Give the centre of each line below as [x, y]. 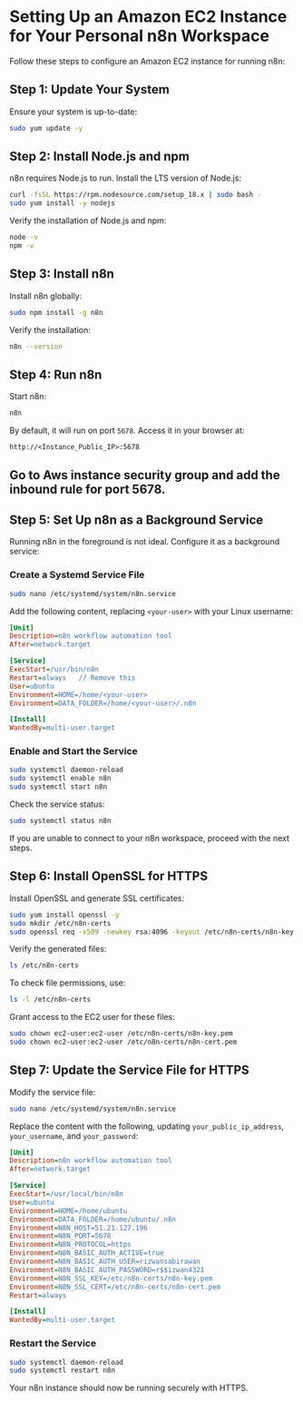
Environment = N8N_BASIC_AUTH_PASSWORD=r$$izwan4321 [107, 1270]
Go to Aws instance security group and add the [145, 475]
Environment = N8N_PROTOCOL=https [70, 1245]
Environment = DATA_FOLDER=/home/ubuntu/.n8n [93, 1219]
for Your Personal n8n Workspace [140, 36]
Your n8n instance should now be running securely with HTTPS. [129, 1388]
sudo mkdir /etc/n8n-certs [60, 923]
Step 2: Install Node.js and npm [100, 157]
